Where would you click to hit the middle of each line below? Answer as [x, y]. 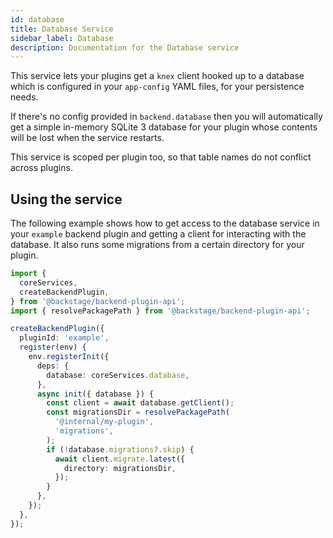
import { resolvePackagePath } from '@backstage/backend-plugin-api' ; [160, 311]
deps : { [53, 366]
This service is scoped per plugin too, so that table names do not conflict [161, 157]
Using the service [66, 199]
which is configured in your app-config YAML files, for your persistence [157, 87]
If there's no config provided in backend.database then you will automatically [166, 117]
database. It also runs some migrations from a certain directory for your [157, 245]
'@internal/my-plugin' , [104, 422]
